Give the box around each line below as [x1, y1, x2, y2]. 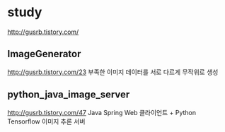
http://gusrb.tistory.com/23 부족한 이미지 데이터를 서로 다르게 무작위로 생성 [7, 68, 219, 76]
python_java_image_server [7, 89, 130, 101]
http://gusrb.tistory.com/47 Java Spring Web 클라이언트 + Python [7, 108, 197, 116]
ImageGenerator [7, 48, 81, 60]
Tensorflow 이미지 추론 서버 [7, 117, 86, 126]
